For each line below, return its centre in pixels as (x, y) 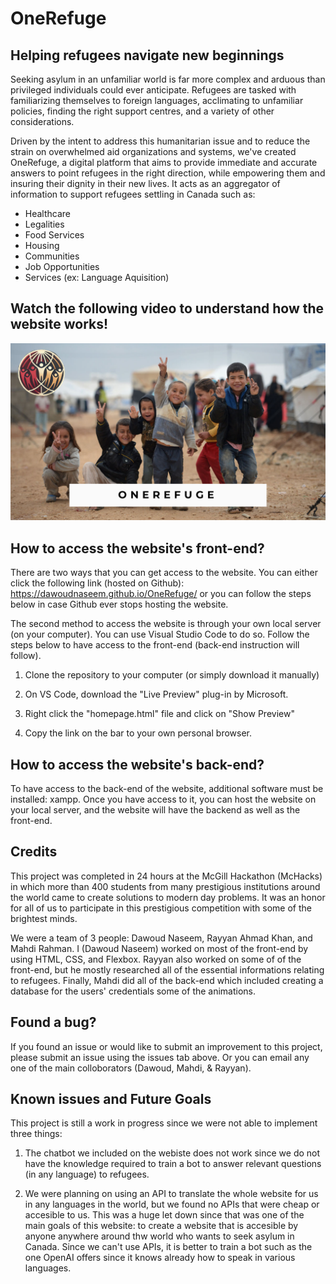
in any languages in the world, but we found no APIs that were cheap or (172, 1204)
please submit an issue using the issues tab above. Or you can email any (160, 1057)
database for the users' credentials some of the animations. (133, 991)
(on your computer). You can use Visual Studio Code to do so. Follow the (160, 634)
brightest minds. (44, 918)
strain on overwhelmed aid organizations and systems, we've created (153, 151)
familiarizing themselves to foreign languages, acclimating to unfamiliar (157, 100)
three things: (36, 1134)
